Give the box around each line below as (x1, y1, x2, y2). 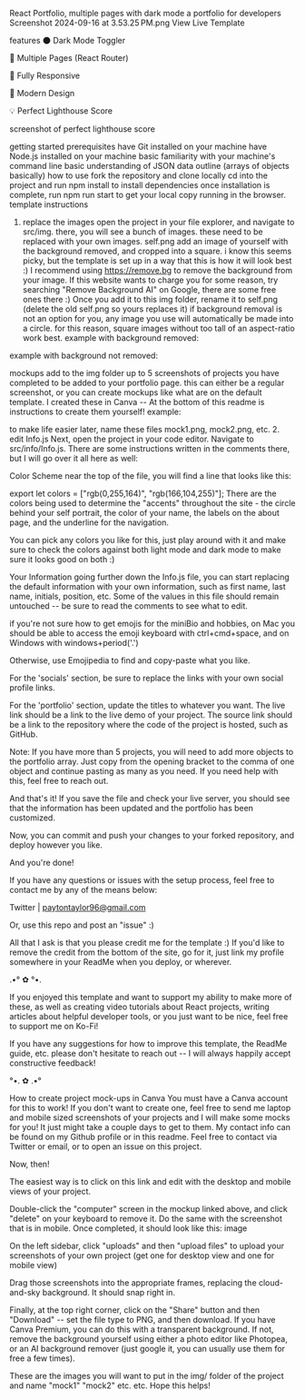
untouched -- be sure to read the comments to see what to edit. (9, 601, 248, 611)
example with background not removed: (9, 350, 159, 361)
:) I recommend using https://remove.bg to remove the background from (22, 265, 293, 275)
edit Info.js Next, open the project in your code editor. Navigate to (9, 433, 254, 444)
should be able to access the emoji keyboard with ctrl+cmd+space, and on (9, 628, 290, 639)
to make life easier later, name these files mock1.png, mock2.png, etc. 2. (9, 424, 280, 434)
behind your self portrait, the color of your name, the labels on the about (9, 508, 280, 518)
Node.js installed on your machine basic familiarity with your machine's (9, 151, 276, 162)
